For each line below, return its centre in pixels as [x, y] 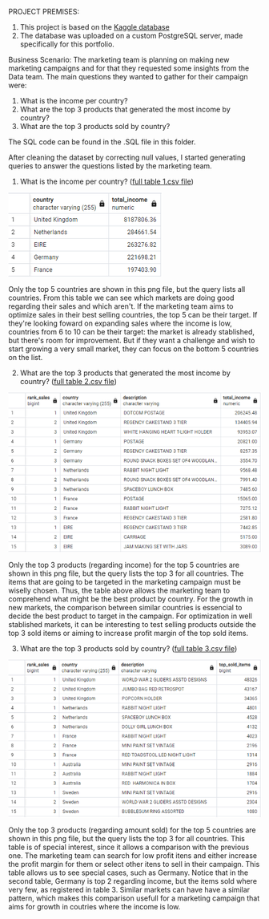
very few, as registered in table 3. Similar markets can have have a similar [129, 890]
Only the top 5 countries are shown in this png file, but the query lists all [127, 289]
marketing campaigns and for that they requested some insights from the [129, 68]
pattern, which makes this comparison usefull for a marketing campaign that [134, 898]
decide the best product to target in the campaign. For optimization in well [130, 616]
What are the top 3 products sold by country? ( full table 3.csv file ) [128, 649]
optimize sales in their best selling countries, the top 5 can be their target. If [133, 315]
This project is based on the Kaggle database [94, 27]
